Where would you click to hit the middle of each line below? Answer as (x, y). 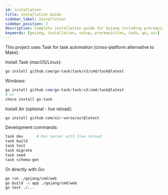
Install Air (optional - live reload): (39, 109)
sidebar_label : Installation (35, 19)
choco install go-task (29, 99)
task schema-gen (22, 160)
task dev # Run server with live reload (53, 137)
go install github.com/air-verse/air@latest (52, 118)
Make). (12, 52)
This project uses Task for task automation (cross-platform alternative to (80, 47)
